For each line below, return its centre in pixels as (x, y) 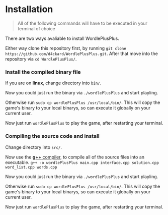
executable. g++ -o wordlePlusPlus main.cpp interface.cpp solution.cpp (82, 162)
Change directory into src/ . (33, 147)
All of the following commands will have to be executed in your (82, 23)
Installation (29, 9)
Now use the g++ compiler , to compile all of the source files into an (75, 157)
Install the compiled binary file (43, 72)
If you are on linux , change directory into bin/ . (53, 83)
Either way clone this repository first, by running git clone (66, 48)
